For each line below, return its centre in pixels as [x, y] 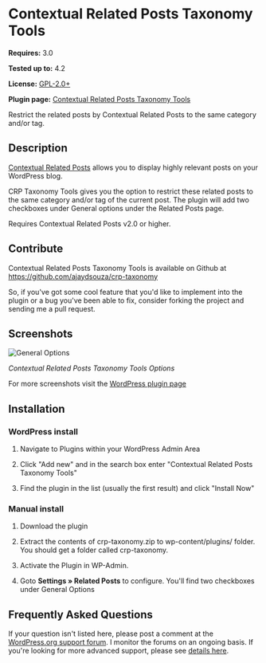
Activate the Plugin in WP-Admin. [74, 566]
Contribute [36, 249]
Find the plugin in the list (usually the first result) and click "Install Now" [137, 488]
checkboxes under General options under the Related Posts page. [116, 208]
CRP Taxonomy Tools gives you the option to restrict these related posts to [131, 191]
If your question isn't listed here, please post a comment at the [111, 634]
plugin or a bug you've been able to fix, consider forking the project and [126, 300]
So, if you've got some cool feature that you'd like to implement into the [125, 292]
